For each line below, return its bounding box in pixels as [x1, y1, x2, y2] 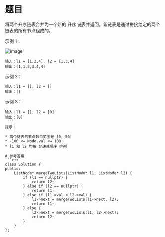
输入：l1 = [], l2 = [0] [5, 109, 55, 114]
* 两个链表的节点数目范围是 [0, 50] [5, 134, 72, 139]
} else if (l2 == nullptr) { [23, 184, 83, 189]
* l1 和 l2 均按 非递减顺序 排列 [5, 144, 67, 149]
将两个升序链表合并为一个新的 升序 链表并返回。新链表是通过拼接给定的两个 [5, 21, 160, 27]
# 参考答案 [5, 153, 25, 158]
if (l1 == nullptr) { [23, 175, 68, 180]
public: [5, 166, 21, 171]
